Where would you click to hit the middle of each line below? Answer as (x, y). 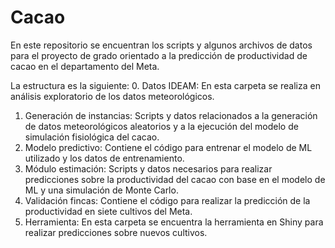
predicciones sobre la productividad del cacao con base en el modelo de (175, 179)
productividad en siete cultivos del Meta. (108, 211)
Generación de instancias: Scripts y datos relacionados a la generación (171, 115)
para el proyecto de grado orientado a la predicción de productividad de (159, 55)
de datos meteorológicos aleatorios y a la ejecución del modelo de (161, 126)
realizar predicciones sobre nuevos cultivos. (116, 232)
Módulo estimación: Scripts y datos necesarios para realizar (148, 168)
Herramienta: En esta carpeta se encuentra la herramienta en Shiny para (174, 222)
